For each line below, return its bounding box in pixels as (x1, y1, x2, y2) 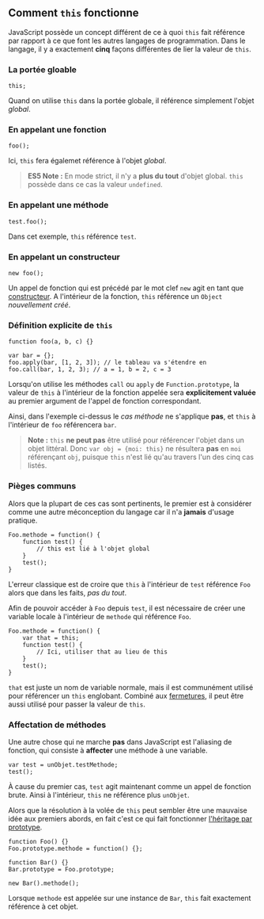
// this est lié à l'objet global (36, 545, 150, 553)
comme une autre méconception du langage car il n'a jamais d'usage (8, 507, 235, 516)
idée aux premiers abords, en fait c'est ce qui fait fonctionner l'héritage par (8, 814, 253, 823)
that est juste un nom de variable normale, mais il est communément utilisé (8, 682, 254, 692)
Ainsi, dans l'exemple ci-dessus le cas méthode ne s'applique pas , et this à (8, 412, 256, 421)
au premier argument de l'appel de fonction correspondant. (8, 396, 202, 406)
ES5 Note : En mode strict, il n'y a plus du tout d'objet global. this (27, 171, 243, 181)
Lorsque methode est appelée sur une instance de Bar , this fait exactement (8, 893, 251, 902)
